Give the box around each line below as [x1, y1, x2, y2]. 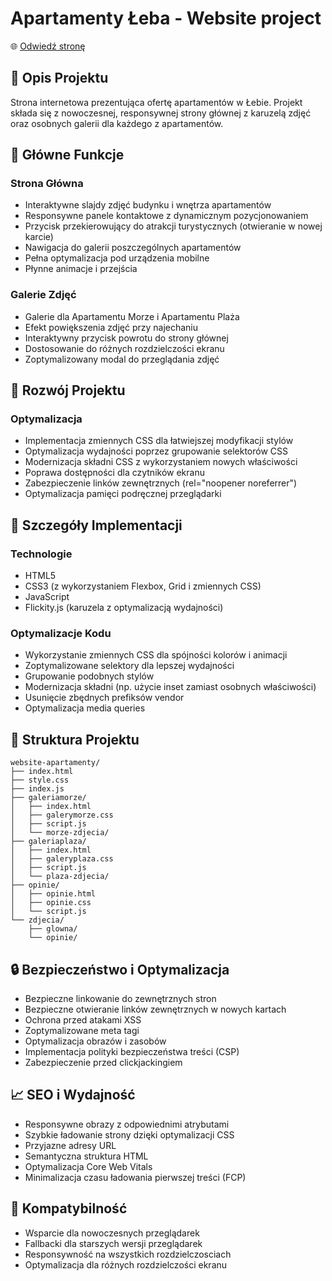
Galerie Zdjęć [10, 288, 77, 302]
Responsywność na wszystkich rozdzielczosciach [24, 1248, 232, 1260]
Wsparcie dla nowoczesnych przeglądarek [24, 1227, 200, 1239]
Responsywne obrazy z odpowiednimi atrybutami [24, 1118, 230, 1130]
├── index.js [10, 784, 65, 794]
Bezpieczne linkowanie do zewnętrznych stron [24, 993, 217, 1005]
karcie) [24, 231, 54, 243]
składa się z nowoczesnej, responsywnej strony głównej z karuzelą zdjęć [10, 107, 312, 119]
